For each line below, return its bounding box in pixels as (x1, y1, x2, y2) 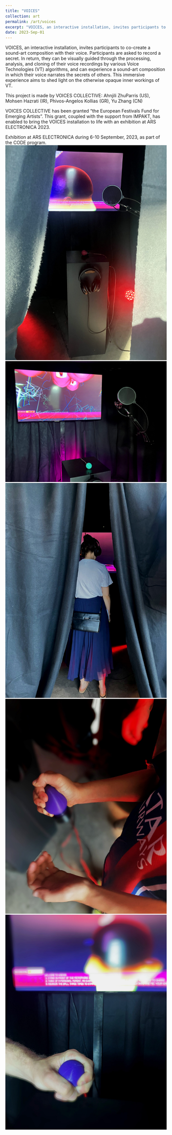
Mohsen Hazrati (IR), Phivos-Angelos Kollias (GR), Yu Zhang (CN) (5, 98, 143, 104)
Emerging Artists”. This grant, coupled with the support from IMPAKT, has (5, 113, 160, 120)
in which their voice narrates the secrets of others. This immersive (5, 72, 145, 78)
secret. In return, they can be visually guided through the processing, (5, 55, 151, 61)
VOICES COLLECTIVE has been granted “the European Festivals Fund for (5, 108, 160, 114)
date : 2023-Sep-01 (5, 30, 45, 35)
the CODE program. (5, 140, 47, 146)
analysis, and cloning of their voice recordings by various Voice (5, 61, 139, 67)
